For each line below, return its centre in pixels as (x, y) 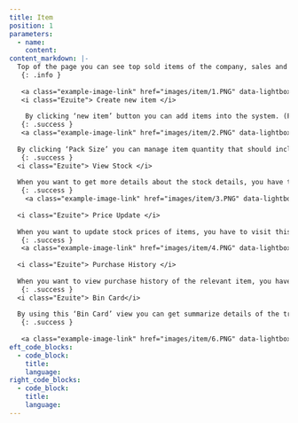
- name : (31, 42)
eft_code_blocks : (41, 347)
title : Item (31, 17)
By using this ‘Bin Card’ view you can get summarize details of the (148, 314)
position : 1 (31, 26)
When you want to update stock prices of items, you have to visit (145, 231)
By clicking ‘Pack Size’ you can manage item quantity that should (145, 149)
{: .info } (41, 75)
